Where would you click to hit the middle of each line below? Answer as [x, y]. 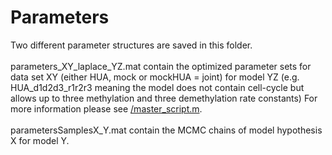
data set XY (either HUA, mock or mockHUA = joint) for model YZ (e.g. [155, 77]
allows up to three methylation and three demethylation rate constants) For [164, 98]
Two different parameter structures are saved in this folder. [131, 45]
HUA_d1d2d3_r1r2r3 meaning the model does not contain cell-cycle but [157, 87]
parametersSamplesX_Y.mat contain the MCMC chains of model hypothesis [166, 130]
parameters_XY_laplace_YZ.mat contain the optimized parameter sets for [161, 66]
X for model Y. [40, 140]
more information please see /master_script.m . [106, 108]
